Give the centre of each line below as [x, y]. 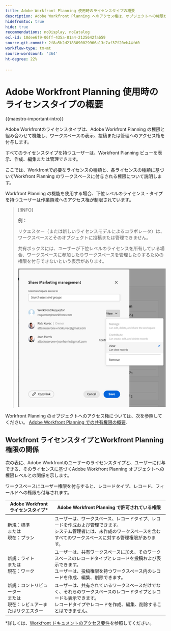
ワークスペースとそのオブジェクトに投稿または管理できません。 [84, 238]
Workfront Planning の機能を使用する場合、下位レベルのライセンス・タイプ [84, 194]
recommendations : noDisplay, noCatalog [48, 32]
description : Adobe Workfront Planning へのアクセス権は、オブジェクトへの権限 [84, 16]
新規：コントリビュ [27, 585]
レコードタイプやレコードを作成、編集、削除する [106, 605]
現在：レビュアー [25, 605]
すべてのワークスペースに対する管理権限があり [103, 537]
